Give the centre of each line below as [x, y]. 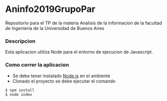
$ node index [19, 95]
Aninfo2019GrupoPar [50, 9]
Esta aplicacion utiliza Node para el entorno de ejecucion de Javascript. [79, 52]
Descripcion [20, 41]
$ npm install [20, 90]
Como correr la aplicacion [37, 65]
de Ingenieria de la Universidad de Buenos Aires [55, 28]
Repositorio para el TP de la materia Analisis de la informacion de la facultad [84, 23]
